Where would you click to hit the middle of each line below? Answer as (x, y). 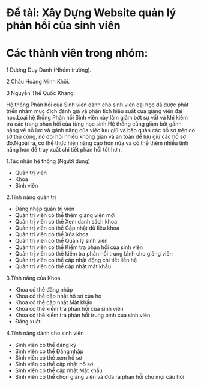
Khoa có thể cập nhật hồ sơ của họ (58, 296)
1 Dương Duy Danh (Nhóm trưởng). (49, 70)
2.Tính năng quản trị (31, 197)
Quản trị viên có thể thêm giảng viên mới (65, 215)
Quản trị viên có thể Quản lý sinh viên (61, 241)
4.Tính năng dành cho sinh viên (45, 333)
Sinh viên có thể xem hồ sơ (48, 358)
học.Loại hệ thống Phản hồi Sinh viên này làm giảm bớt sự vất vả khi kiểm (97, 118)
